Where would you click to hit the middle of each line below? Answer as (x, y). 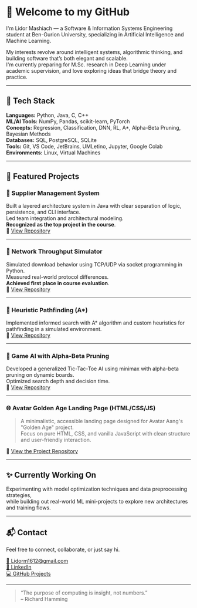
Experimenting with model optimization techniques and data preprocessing (97, 489)
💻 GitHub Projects (28, 574)
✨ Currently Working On (51, 475)
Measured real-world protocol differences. (57, 277)
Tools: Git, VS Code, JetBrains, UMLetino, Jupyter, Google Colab (84, 146)
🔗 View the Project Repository (42, 451)
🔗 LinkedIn (19, 567)
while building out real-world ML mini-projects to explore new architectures (97, 502)
